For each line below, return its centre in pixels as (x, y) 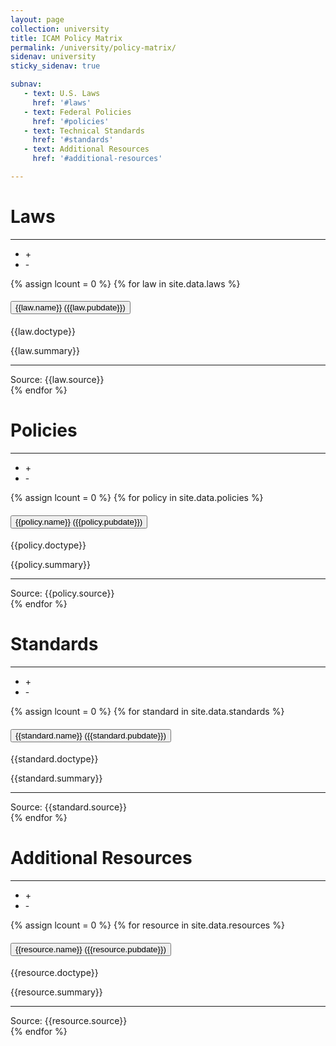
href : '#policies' (71, 121)
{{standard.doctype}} (54, 759)
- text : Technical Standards (84, 131)
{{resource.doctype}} (54, 973)
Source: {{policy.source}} (62, 593)
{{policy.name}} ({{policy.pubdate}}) (79, 521)
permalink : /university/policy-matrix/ (93, 47)
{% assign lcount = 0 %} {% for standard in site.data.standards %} (147, 712)
